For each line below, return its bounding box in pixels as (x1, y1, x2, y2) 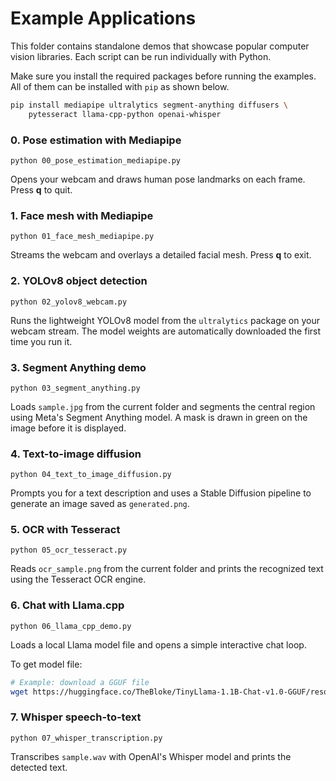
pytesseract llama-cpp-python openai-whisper (28, 109, 222, 119)
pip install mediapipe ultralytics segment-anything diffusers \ (10, 100, 288, 110)
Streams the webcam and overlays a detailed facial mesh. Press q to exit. (10, 249, 312, 261)
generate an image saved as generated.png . (10, 498, 190, 510)
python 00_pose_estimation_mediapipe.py (10, 155, 182, 166)
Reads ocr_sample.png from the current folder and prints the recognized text (10, 563, 324, 575)
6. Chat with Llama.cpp (10, 598, 125, 612)
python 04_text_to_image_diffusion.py (10, 470, 172, 480)
